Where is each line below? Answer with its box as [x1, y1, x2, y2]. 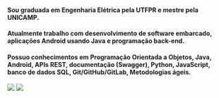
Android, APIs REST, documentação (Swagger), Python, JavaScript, [7, 60, 211, 68]
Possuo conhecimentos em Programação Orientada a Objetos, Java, [7, 53, 212, 61]
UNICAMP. [7, 13, 40, 21]
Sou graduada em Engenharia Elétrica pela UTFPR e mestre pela [7, 6, 199, 14]
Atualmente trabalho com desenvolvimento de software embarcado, [7, 29, 212, 38]
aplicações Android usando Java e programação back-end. [7, 37, 185, 45]
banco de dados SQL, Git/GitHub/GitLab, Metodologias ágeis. [7, 68, 191, 76]
